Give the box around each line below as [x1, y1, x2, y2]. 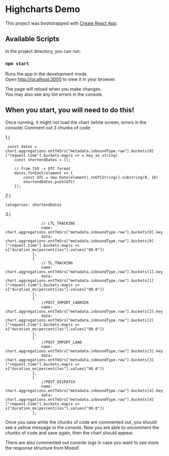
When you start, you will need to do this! [5, 106, 134, 114]
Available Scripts [5, 35, 59, 43]
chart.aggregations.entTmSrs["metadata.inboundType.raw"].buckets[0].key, [5, 230, 165, 235]
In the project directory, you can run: [5, 48, 81, 54]
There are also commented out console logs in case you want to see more [5, 439, 159, 445]
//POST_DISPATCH [41, 379, 75, 385]
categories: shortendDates [5, 202, 62, 207]
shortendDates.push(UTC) [23, 179, 75, 184]
